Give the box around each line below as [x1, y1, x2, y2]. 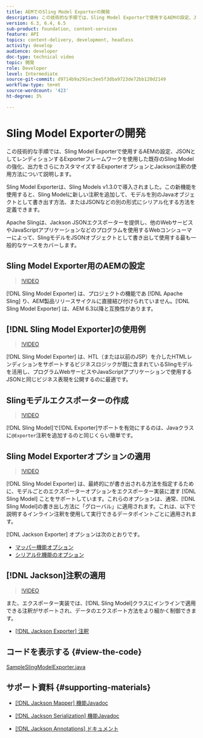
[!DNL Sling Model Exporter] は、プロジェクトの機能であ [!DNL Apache [6, 290, 183, 297]
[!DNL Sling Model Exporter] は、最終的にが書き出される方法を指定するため [6, 480, 195, 487]
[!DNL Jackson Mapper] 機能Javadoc [14, 699, 109, 707]
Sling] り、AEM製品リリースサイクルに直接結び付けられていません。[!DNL [6, 297, 190, 304]
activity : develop [6, 43, 53, 49]
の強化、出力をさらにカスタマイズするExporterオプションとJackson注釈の [6, 163, 192, 170]
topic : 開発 [6, 59, 34, 65]
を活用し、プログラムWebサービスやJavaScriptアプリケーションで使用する [6, 368, 192, 376]
